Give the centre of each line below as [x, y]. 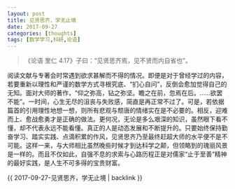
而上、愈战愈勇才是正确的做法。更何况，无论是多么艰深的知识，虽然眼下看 [114, 119]
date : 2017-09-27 [33, 27]
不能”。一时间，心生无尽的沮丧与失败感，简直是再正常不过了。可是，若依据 [116, 101]
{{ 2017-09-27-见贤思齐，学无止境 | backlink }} [75, 178]
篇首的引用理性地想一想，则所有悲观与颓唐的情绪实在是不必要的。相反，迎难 [117, 111]
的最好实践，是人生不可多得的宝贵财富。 [65, 163]
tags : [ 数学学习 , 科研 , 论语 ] [44, 40]
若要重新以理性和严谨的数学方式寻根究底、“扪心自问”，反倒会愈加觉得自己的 [117, 84]
